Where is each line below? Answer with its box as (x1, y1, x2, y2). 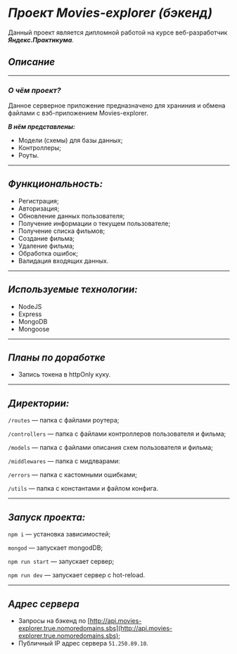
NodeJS (18, 302, 42, 310)
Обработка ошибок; (18, 249, 78, 258)
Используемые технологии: (8, 284, 138, 296)
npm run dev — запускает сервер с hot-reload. (8, 571, 146, 579)
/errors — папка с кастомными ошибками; (8, 470, 138, 479)
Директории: (8, 397, 70, 409)
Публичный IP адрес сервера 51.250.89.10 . (18, 639, 148, 647)
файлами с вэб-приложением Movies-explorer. (8, 109, 148, 118)
